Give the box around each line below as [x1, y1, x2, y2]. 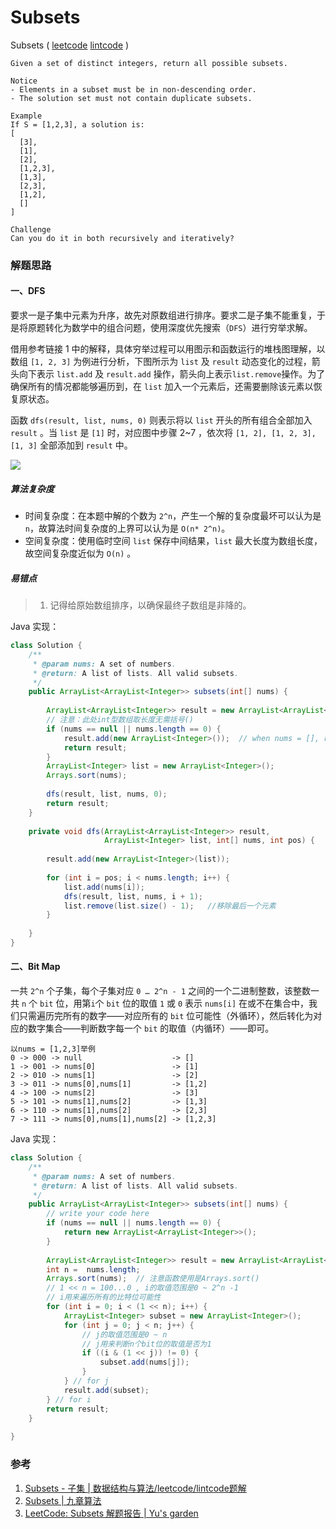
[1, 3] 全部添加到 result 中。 [10, 439, 133, 451]
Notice [10, 76, 38, 86]
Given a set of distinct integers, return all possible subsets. [10, 58, 288, 68]
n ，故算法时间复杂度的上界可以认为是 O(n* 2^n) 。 [24, 522, 231, 535]
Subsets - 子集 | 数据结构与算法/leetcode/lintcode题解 [24, 1482, 247, 1494]
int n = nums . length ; [46, 1264, 141, 1275]
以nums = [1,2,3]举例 [10, 1044, 96, 1055]
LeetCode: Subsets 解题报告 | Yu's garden [24, 1507, 199, 1519]
